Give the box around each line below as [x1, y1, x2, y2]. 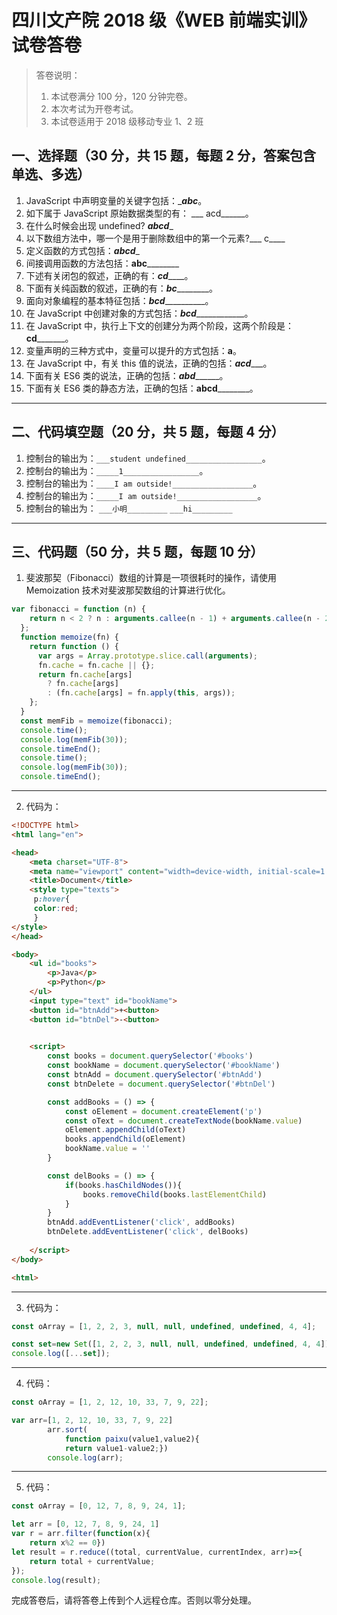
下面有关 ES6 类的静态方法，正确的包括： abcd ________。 [25, 382, 259, 394]
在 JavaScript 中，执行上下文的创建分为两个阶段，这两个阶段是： [25, 319, 294, 331]
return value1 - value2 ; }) [64, 1443, 169, 1453]
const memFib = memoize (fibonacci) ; [20, 716, 173, 726]
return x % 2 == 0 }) [29, 1538, 106, 1548]
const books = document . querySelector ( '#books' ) [47, 1051, 254, 1061]
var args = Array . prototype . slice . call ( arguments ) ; [37, 651, 258, 661]
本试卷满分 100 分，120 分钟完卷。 [50, 90, 193, 102]
